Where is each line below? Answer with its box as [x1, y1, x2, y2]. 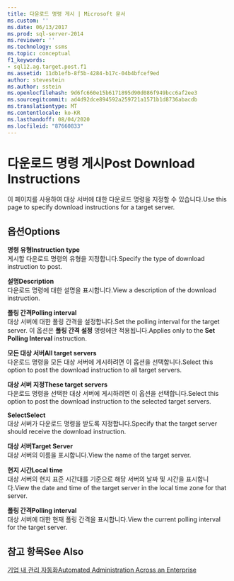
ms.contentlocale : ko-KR [7, 109, 81, 116]
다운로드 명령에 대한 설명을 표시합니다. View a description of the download [7, 286, 217, 294]
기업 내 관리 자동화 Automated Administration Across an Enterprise [7, 565, 197, 575]
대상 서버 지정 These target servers [7, 380, 108, 389]
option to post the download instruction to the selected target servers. [7, 397, 211, 406]
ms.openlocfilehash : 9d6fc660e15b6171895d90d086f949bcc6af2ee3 [7, 89, 198, 96]
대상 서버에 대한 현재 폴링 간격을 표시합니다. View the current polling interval [7, 515, 221, 524]
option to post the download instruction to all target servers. [7, 366, 182, 375]
